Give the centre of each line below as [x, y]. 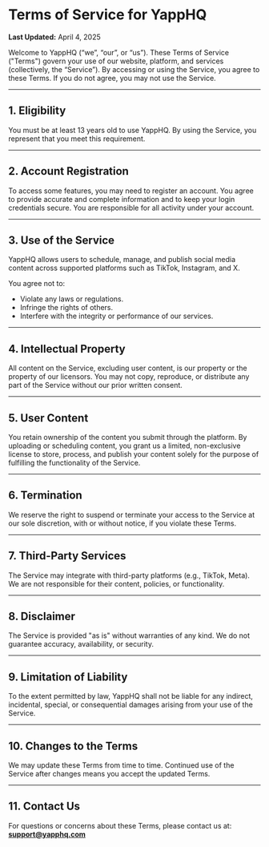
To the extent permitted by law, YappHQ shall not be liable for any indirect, [131, 696]
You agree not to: [37, 284]
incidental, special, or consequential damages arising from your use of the [131, 705]
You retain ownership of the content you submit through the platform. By [128, 437]
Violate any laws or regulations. [72, 299]
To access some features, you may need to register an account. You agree [131, 191]
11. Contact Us [44, 807]
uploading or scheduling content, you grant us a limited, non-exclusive [124, 446]
